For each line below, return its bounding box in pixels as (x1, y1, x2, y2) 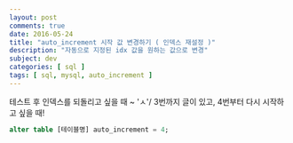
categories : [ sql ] (9, 63, 86, 72)
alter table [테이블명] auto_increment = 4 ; (9, 125, 170, 134)
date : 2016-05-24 (9, 29, 74, 38)
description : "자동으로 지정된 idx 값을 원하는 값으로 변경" (9, 46, 209, 55)
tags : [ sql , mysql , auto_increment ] (9, 71, 153, 80)
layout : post (9, 12, 58, 22)
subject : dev (9, 54, 58, 63)
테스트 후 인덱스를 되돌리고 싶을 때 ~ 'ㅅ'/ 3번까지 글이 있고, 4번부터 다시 (9, 96, 261, 107)
